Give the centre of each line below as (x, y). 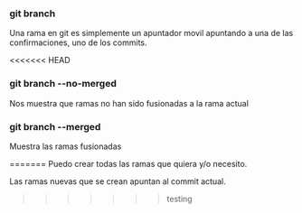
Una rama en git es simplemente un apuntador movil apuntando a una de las (151, 33)
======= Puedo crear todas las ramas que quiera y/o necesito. (128, 163)
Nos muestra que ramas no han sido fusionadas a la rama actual (129, 103)
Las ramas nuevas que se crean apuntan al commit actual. (118, 181)
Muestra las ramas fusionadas (66, 146)
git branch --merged (55, 126)
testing (179, 199)
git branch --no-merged (63, 84)
